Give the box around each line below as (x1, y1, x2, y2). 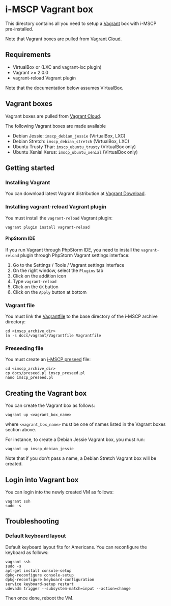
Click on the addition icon (12, 272, 67, 279)
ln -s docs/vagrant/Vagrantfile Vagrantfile (5, 333, 101, 338)
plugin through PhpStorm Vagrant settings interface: (20, 252, 130, 258)
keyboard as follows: (5, 549, 49, 556)
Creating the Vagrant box (5, 389, 87, 398)
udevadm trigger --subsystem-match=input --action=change (5, 586, 131, 591)
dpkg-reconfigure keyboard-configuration (5, 577, 95, 582)
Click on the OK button (12, 284, 59, 290)
